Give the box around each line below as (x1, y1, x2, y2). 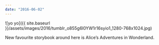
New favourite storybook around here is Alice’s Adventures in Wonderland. (5, 34, 155, 40)
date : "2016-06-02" (5, 7, 45, 12)
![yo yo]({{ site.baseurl (5, 20, 50, 26)
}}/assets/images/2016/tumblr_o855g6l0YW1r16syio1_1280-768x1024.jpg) (5, 25, 152, 31)
